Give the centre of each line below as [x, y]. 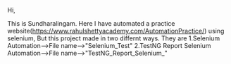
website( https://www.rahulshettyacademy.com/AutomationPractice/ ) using [116, 31]
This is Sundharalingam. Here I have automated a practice [91, 23]
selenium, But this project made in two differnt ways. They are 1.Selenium [114, 38]
